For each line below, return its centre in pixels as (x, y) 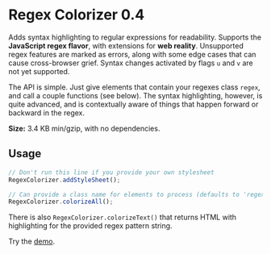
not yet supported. (39, 71)
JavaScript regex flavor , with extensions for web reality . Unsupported (126, 45)
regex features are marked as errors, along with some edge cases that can (132, 54)
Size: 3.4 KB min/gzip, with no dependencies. (84, 128)
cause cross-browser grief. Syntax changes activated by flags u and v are (131, 63)
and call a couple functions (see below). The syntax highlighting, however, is (135, 95)
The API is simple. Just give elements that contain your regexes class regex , (134, 87)
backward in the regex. (46, 112)
